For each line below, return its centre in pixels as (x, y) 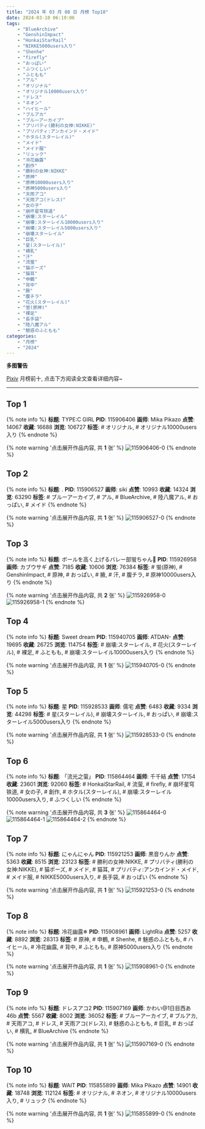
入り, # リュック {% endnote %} (47, 1101)
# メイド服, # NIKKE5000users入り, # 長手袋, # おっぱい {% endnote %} (97, 877)
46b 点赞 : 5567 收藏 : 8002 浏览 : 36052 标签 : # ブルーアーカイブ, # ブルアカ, (102, 1015)
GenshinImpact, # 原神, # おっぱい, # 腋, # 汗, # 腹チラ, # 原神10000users (99, 574)
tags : (13, 23)
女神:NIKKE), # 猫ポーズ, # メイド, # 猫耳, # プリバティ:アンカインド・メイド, (103, 869)
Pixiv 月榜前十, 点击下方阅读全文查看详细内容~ (65, 379)
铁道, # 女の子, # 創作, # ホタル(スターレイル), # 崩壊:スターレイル (89, 792)
